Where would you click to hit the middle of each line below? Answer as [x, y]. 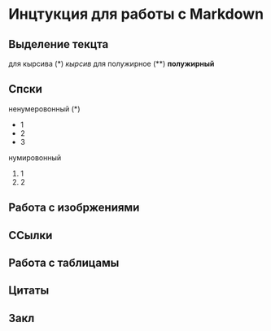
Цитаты [29, 291]
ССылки [31, 235]
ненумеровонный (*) [44, 109]
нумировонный [35, 157]
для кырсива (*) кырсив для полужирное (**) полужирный [111, 63]
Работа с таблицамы [64, 262]
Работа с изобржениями [74, 208]
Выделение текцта [59, 44]
